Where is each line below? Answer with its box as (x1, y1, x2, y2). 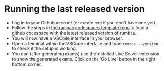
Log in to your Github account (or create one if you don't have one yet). (11, 20, 157, 25)
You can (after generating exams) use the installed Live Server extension (11, 50, 160, 57)
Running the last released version (4, 3, 145, 15)
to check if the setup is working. (11, 46, 77, 51)
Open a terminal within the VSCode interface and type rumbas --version (11, 40, 158, 46)
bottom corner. (11, 61, 42, 67)
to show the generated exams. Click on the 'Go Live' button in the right (11, 56, 156, 62)
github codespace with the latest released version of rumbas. (11, 30, 136, 36)
